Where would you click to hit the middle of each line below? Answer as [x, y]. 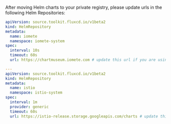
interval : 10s [25, 50]
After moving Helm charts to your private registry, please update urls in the [84, 7]
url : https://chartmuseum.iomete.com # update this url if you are [83, 60]
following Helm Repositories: [35, 13]
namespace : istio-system [36, 93]
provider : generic [30, 107]
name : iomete [24, 36]
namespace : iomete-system [37, 41]
